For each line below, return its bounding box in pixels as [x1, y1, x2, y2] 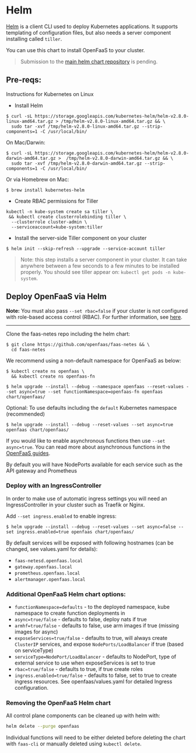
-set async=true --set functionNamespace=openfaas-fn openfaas [6, 389, 163, 395]
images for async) [14, 628, 58, 635]
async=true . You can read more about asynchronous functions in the [6, 443, 170, 450]
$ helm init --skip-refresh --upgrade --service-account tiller [6, 245, 166, 252]
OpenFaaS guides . [6, 449, 51, 457]
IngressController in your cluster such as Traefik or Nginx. [6, 501, 145, 508]
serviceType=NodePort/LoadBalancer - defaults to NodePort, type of [14, 653, 177, 660]
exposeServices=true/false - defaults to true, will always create [14, 635, 168, 642]
